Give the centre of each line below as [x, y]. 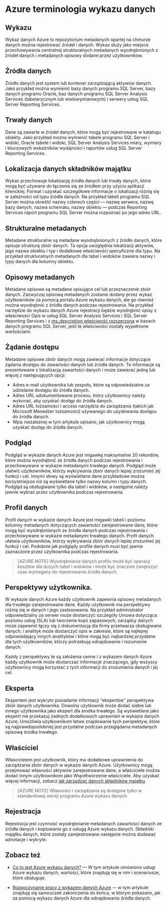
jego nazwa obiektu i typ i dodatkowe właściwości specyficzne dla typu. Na [83, 251]
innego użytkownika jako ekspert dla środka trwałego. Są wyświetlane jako [82, 711]
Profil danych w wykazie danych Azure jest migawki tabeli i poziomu [75, 520]
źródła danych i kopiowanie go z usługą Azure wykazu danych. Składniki [80, 829]
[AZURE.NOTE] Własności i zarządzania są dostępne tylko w [80, 790]
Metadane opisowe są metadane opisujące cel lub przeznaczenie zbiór [78, 289]
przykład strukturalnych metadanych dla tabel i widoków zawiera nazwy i [80, 256]
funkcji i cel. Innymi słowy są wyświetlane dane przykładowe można [75, 476]
